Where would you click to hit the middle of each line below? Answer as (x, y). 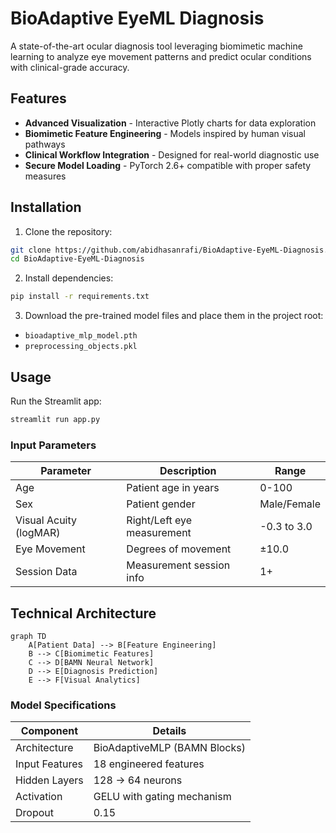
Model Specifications (63, 705)
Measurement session (178, 565)
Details (169, 731)
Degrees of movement (179, 549)
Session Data (46, 572)
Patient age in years (173, 488)
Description (188, 471)
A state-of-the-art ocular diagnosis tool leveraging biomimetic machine (156, 46)
